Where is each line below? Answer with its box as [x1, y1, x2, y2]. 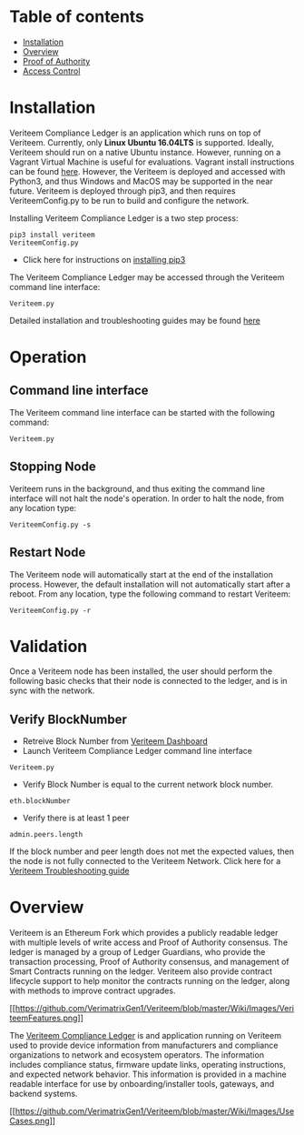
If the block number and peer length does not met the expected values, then [9, 846, 295, 857]
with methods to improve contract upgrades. [9, 985, 176, 997]
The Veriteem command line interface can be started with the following [9, 407, 275, 417]
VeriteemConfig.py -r [9, 606, 92, 615]
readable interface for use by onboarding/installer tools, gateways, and [9, 1079, 275, 1090]
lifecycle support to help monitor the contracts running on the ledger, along [9, 976, 290, 987]
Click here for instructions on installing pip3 [22, 254, 186, 265]
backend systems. [9, 1089, 78, 1100]
